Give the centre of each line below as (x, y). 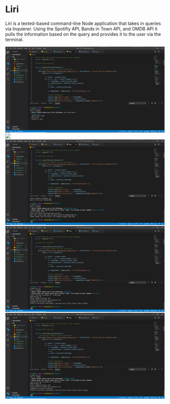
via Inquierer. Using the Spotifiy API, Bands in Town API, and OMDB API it (81, 28)
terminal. (14, 40)
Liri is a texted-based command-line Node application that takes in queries (83, 23)
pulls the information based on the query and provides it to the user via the (83, 34)
